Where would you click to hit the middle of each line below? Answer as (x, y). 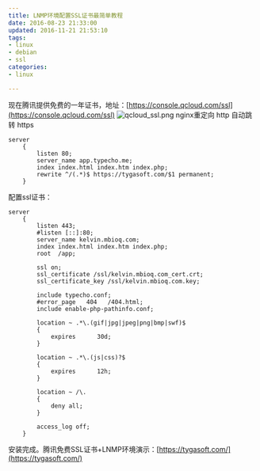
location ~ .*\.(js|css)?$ (81, 357)
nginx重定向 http (203, 115)
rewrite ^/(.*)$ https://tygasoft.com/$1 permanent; (126, 174)
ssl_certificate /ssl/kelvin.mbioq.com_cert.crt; (120, 274)
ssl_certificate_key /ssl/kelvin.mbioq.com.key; (119, 281)
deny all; (67, 406)
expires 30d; (81, 336)
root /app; (57, 253)
